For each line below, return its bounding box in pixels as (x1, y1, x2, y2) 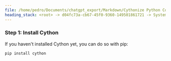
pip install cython (5, 51, 46, 56)
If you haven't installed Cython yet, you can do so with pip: (5, 40, 129, 47)
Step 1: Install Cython (5, 29, 59, 36)
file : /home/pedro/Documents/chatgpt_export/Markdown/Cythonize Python (5, 7, 160, 13)
